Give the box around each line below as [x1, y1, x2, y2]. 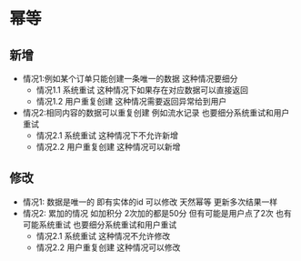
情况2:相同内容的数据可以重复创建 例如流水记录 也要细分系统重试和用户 [22, 107, 290, 118]
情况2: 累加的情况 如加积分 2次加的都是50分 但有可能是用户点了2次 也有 [22, 207, 293, 218]
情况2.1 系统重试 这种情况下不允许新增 [35, 130, 179, 141]
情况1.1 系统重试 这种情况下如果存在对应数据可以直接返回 [35, 85, 248, 95]
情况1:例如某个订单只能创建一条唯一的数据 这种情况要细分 [22, 74, 238, 84]
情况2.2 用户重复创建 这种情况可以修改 [35, 242, 181, 253]
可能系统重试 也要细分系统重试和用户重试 [22, 219, 177, 230]
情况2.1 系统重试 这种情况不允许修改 [35, 230, 171, 241]
